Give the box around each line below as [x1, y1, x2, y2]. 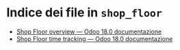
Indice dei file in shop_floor [6, 5, 162, 21]
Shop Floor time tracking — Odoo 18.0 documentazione [16, 34, 173, 42]
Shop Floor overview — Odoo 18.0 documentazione [16, 27, 162, 36]
